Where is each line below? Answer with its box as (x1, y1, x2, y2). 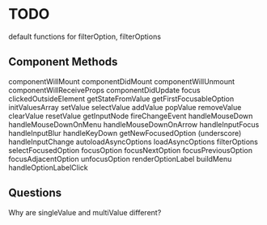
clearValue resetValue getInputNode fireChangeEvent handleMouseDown (8, 111, 253, 121)
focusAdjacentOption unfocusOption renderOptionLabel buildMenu (8, 154, 232, 163)
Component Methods (8, 55, 118, 69)
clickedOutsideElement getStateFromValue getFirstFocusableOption (8, 94, 235, 104)
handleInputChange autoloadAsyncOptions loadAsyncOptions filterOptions (8, 137, 259, 146)
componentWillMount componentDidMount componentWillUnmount (8, 76, 235, 86)
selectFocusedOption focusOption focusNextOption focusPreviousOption (8, 145, 253, 155)
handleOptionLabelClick (8, 163, 89, 172)
